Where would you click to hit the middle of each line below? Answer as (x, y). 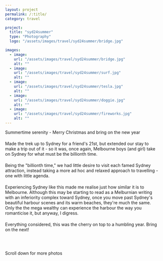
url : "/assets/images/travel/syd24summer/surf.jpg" (67, 73)
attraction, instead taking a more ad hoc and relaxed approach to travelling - (82, 170)
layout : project (21, 10)
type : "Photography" (30, 37)
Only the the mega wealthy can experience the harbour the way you (73, 208)
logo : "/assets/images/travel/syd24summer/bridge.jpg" (66, 41)
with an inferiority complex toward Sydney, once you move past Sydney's (79, 197)
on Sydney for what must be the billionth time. (51, 154)
